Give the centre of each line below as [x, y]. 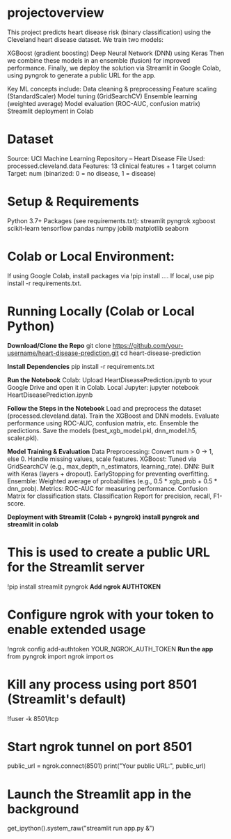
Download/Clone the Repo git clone [59, 345]
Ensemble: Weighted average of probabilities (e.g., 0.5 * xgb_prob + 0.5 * [112, 481]
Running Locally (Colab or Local [101, 311]
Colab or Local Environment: [91, 257]
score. [16, 503]
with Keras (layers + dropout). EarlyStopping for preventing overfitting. [109, 474]
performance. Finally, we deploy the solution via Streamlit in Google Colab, [114, 68]
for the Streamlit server [76, 567]
